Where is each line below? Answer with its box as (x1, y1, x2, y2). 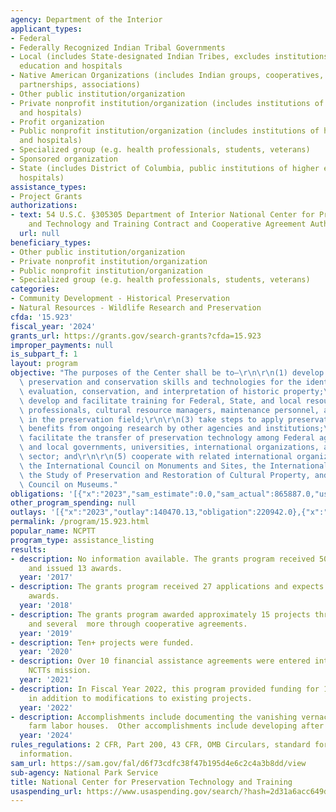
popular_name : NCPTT (10, 526, 97, 536)
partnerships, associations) (19, 80, 141, 90)
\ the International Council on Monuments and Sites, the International (19, 461, 329, 471)
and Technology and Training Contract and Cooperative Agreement (28, 219, 307, 230)
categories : (10, 284, 60, 295)
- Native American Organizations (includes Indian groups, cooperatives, (10, 71, 325, 81)
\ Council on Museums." (19, 479, 118, 490)
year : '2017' (19, 572, 74, 583)
